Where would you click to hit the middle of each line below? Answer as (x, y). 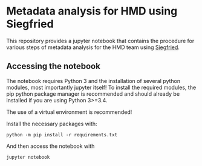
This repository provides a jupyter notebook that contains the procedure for (100, 41)
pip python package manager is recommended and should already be (93, 94)
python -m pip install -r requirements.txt (62, 134)
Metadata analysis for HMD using (92, 11)
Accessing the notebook (54, 66)
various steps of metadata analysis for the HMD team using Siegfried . (93, 47)
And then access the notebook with (50, 146)
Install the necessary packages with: (52, 124)
